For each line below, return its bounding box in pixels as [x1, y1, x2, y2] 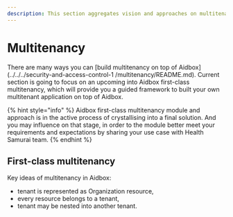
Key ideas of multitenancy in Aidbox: [7, 174, 112, 182]
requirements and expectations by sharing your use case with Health [7, 128, 205, 136]
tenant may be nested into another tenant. [17, 202, 137, 210]
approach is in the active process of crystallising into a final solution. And [7, 113, 216, 121]
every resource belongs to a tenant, [17, 195, 120, 203]
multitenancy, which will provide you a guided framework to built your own [7, 85, 220, 94]
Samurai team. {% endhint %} [7, 135, 92, 144]
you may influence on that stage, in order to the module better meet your [7, 121, 215, 129]
